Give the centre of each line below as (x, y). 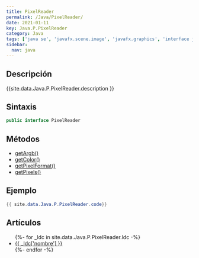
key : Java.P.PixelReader (37, 28)
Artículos (24, 223)
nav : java (23, 50)
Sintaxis (22, 107)
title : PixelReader (30, 12)
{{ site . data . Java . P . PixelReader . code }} (57, 204)
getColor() (27, 160)
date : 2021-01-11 (28, 22)
